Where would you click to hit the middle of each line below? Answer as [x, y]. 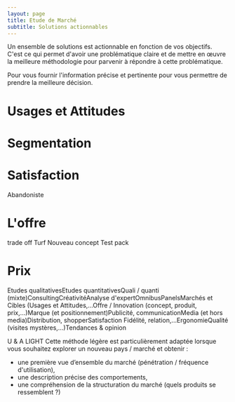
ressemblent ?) [39, 392]
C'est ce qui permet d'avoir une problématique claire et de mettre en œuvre [117, 54]
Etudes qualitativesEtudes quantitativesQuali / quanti [83, 290]
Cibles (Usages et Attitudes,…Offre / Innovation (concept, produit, [102, 305]
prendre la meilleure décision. [50, 83]
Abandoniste [26, 194]
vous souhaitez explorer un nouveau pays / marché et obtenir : [98, 349]
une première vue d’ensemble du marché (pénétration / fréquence [113, 362]
